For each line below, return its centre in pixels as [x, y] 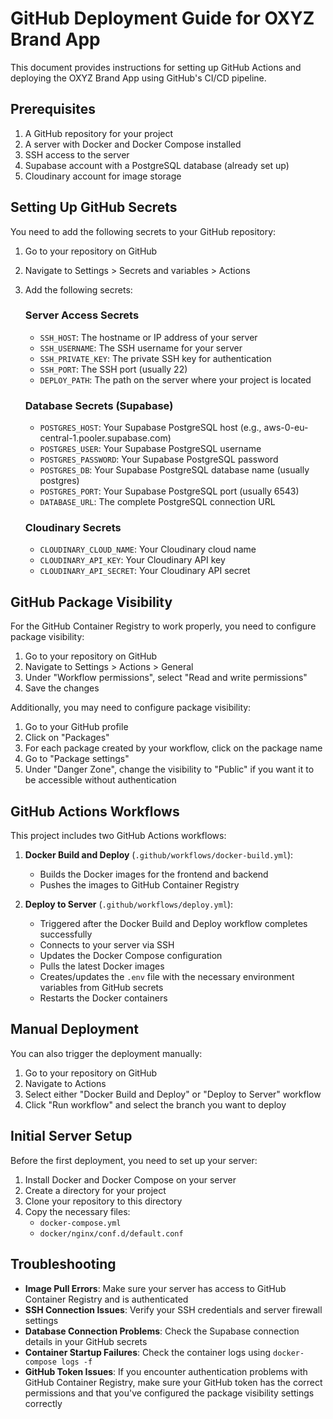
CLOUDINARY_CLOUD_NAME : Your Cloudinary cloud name [148, 549]
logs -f [77, 1362]
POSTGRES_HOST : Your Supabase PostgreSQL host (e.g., [150, 428]
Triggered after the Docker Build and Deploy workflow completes [173, 924]
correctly [43, 1403]
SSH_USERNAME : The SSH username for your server [141, 348]
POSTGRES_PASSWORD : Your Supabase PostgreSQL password [159, 459]
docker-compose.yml [80, 1223]
